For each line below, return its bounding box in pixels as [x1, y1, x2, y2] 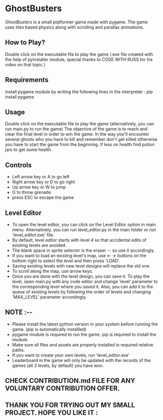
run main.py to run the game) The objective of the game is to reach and [5, 126, 148, 132]
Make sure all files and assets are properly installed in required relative [12, 342, 154, 347]
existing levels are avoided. [12, 242, 66, 248]
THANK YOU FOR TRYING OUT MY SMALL [5, 401, 135, 409]
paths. [12, 347, 25, 353]
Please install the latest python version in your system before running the [12, 321, 158, 327]
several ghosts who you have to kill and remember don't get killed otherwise [5, 136, 158, 142]
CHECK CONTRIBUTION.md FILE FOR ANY [5, 377, 135, 385]
